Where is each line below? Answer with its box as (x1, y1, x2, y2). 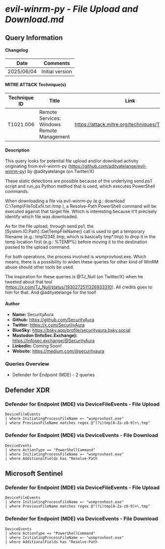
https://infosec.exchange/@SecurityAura (12, 338, 95, 344)
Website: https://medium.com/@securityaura (12, 348, 105, 354)
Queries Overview (5, 360, 50, 367)
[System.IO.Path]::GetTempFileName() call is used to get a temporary (5, 228, 145, 234)
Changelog (5, 47, 28, 53)
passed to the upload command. (5, 244, 71, 250)
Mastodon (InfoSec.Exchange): (12, 332, 78, 338)
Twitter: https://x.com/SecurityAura (12, 322, 85, 328)
